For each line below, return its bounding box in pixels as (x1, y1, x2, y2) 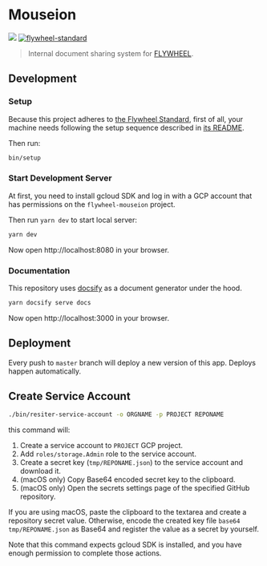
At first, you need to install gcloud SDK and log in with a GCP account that (8, 191, 253, 200)
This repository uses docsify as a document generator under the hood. (8, 283, 242, 293)
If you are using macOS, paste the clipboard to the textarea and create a (8, 507, 247, 517)
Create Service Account (8, 390, 131, 403)
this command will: (8, 425, 71, 435)
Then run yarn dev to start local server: (8, 215, 138, 224)
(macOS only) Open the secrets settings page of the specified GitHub (19, 483, 250, 493)
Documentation (8, 265, 71, 276)
